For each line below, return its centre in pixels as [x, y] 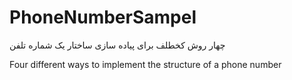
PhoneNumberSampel [103, 17]
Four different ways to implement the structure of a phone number [145, 64]
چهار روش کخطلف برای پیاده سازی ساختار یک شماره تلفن [117, 45]
